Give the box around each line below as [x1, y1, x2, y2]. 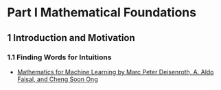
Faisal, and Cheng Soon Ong [16, 75, 98, 83]
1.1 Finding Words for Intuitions [7, 52, 112, 62]
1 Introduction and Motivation [7, 32, 135, 44]
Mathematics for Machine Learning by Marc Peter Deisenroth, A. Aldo [16, 67, 214, 76]
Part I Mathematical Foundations [7, 5, 197, 20]
